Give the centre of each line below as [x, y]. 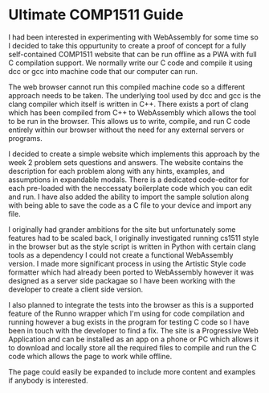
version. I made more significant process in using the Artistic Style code [127, 263]
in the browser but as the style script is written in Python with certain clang [132, 246]
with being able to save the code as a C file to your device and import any [130, 205]
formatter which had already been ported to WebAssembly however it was [131, 272]
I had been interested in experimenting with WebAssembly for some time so [133, 37]
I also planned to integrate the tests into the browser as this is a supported [131, 304]
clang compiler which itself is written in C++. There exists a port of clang [128, 104]
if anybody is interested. [48, 380]
